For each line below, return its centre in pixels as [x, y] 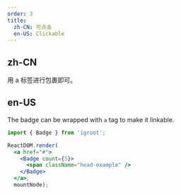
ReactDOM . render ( [33, 146]
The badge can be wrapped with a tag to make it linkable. [91, 119]
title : [17, 20]
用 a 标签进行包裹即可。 [42, 80]
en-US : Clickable [39, 34]
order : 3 [20, 14]
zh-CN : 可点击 [33, 27]
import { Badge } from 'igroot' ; [57, 132]
